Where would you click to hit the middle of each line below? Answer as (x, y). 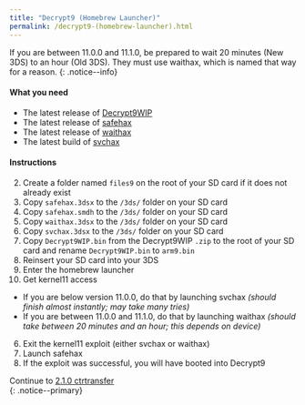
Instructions (33, 162)
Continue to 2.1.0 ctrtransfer (62, 380)
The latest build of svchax (71, 141)
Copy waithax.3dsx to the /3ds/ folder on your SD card (125, 221)
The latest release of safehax (77, 122)
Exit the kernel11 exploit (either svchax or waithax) (116, 343)
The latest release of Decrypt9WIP (87, 112)
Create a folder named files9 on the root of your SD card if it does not (155, 182)
